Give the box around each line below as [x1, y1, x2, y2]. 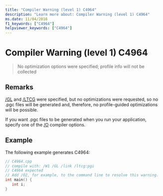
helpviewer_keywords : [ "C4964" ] [5, 26, 72, 31]
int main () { [5, 177, 32, 183]
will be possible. [5, 107, 38, 113]
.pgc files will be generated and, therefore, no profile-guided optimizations [5, 101, 158, 107]
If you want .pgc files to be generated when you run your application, [5, 116, 147, 122]
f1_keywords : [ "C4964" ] [5, 21, 55, 26]
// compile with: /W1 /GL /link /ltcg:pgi [5, 163, 94, 169]
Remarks [5, 83, 34, 92]
